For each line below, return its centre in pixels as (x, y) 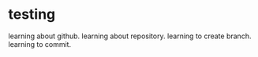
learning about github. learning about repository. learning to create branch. (130, 36)
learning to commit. (40, 44)
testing (32, 14)
